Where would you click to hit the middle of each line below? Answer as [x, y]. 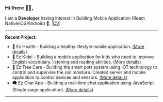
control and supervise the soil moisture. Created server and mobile [79, 73]
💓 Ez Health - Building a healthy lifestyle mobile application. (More [78, 47]
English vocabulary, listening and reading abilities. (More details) [76, 62]
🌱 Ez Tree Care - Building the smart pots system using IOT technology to [85, 67]
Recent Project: [21, 37]
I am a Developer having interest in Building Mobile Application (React [75, 18]
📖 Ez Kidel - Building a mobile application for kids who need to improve [83, 57]
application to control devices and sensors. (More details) [70, 77]
